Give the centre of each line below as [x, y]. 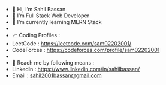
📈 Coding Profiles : [36, 35]
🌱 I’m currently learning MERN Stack [57, 22]
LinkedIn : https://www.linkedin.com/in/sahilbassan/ [76, 69]
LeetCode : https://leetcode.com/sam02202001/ [72, 44]
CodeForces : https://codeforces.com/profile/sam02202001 [86, 50]
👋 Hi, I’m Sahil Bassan [39, 9]
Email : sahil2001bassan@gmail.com [57, 75]
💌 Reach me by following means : [53, 63]
